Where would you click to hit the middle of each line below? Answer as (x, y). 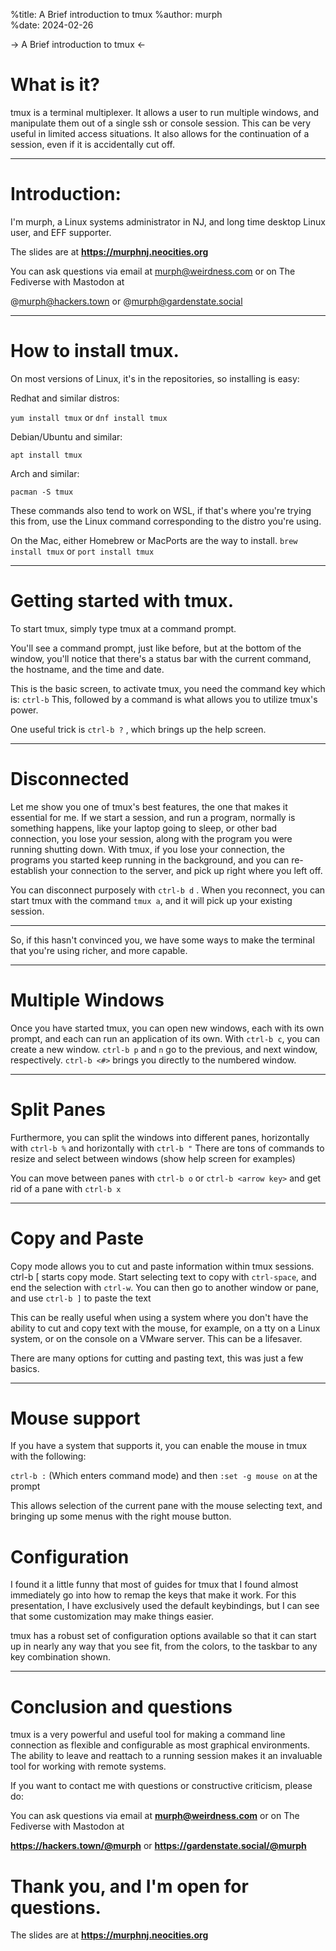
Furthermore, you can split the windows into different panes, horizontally (160, 1137)
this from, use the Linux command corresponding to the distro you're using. (166, 521)
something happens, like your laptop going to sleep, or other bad (144, 828)
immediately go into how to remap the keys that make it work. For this (153, 1595)
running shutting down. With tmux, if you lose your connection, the (147, 849)
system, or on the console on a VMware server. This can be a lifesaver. (156, 1338)
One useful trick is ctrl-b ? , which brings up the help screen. (138, 729)
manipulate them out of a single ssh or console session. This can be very (161, 123)
